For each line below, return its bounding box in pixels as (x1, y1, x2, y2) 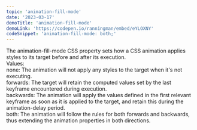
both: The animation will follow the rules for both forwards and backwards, (6, 111, 190, 118)
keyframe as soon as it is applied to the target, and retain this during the (6, 98, 184, 105)
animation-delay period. (6, 104, 65, 112)
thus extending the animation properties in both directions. (6, 117, 151, 124)
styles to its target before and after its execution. (6, 54, 126, 61)
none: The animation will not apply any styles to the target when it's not (6, 66, 183, 73)
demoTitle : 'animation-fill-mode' (6, 20, 93, 26)
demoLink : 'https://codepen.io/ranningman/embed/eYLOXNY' (6, 25, 154, 32)
